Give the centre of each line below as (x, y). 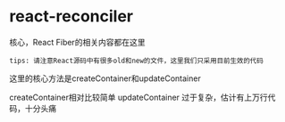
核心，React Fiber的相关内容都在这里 (77, 42)
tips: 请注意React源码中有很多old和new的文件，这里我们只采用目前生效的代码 (136, 61)
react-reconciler (71, 16)
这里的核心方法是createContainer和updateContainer (105, 78)
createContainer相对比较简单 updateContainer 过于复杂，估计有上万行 (138, 97)
